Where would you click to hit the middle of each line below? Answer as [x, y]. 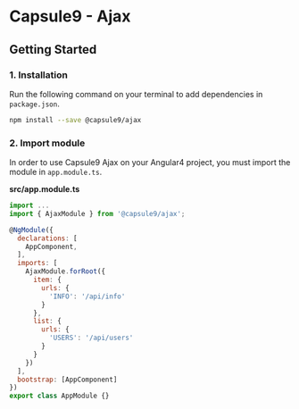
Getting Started [53, 50]
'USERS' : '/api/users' [91, 338]
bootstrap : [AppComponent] [67, 380]
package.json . [34, 104]
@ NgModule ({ [31, 230]
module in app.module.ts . [56, 172]
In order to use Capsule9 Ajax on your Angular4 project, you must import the [150, 163]
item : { [47, 280]
